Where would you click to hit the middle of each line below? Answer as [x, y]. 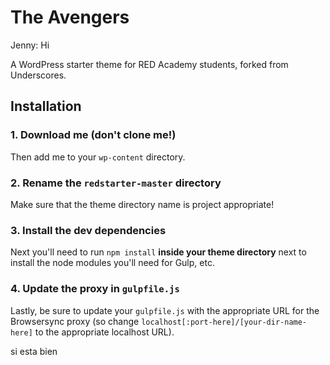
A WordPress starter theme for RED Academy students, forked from [149, 64]
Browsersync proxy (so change [75, 321]
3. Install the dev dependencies [88, 230]
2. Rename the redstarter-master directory [116, 183]
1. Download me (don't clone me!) [93, 135]
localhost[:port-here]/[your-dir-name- [224, 322]
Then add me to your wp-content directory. [98, 157]
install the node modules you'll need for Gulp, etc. [112, 263]
